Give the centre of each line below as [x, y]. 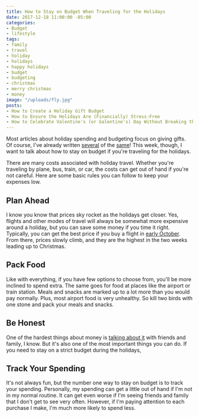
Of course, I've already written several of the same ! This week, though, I [94, 145]
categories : [21, 23]
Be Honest [26, 323]
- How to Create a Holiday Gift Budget [55, 111]
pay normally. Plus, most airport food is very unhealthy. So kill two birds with [99, 298]
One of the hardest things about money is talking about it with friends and [96, 337]
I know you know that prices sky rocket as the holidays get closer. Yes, [92, 215]
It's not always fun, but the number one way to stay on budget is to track [95, 383]
